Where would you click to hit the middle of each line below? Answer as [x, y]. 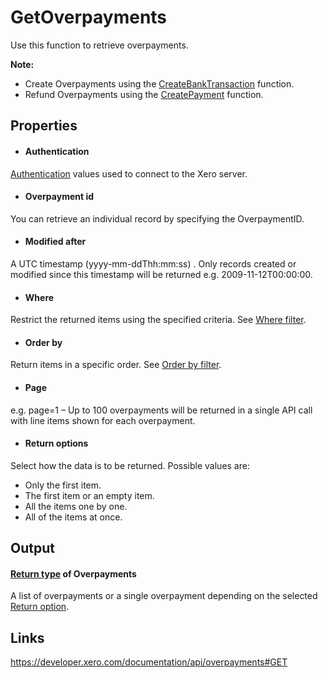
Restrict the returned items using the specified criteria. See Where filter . [158, 320]
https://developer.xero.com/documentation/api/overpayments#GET [149, 662]
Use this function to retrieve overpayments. [99, 45]
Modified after [55, 242]
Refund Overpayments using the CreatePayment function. [144, 94]
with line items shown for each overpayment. [103, 420]
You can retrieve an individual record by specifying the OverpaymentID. [157, 218]
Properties [44, 126]
